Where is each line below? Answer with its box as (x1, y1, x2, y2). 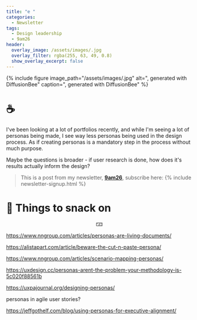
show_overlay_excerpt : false (11, 58, 83, 64)
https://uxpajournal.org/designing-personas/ (6, 285, 115, 292)
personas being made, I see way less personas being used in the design (6, 132, 182, 140)
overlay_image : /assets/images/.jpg (11, 47, 102, 53)
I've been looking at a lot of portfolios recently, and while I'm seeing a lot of (6, 126, 190, 133)
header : (6, 42, 25, 48)
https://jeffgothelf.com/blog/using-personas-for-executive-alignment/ (6, 307, 177, 314)
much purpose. (6, 145, 43, 152)
